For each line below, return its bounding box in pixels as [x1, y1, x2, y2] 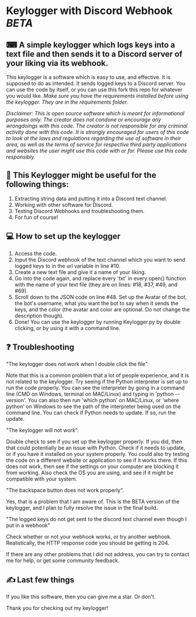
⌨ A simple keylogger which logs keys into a [6, 40, 176, 50]
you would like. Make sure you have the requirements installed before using [6, 92, 189, 99]
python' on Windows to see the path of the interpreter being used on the [6, 403, 181, 410]
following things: [6, 180, 69, 190]
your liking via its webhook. [6, 58, 109, 68]
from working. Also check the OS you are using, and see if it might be [6, 469, 174, 477]
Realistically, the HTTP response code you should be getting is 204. [6, 540, 170, 547]
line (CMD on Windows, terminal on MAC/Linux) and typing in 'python [6, 390, 174, 397]
